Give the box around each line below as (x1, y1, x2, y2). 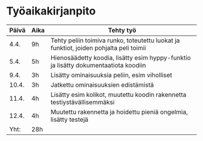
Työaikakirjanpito (6, 4, 96, 18)
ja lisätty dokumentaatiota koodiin (50, 61, 146, 69)
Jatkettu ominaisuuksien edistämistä (50, 80, 154, 89)
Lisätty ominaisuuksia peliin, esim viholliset (50, 70, 172, 79)
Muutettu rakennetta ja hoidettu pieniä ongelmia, (50, 107, 188, 116)
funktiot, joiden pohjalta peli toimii (50, 43, 146, 52)
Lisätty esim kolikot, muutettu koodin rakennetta (50, 90, 187, 99)
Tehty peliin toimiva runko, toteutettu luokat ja (50, 36, 180, 45)
